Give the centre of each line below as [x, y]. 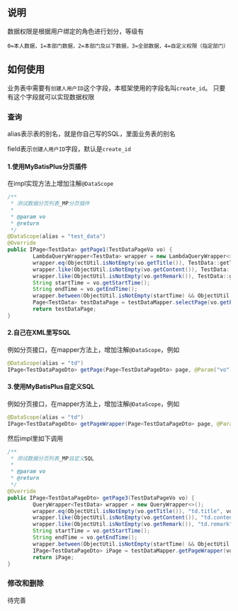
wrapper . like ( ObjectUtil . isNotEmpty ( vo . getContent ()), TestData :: [133, 269]
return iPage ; [53, 557]
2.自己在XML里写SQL [39, 333]
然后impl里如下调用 [35, 438]
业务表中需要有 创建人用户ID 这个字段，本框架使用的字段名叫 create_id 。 [109, 88]
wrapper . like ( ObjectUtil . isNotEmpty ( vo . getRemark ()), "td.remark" [133, 524]
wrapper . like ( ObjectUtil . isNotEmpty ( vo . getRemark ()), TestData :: [131, 276]
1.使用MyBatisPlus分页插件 [47, 166]
